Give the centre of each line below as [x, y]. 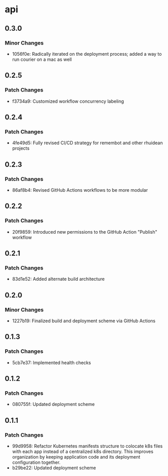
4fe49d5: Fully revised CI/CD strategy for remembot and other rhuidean [88, 143]
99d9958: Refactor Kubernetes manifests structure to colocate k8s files [87, 446]
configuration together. [36, 462]
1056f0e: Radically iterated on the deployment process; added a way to [87, 54]
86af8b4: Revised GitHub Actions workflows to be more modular [80, 190]
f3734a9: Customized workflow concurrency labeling [68, 101]
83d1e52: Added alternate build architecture [58, 279]
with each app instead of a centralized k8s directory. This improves [83, 451]
